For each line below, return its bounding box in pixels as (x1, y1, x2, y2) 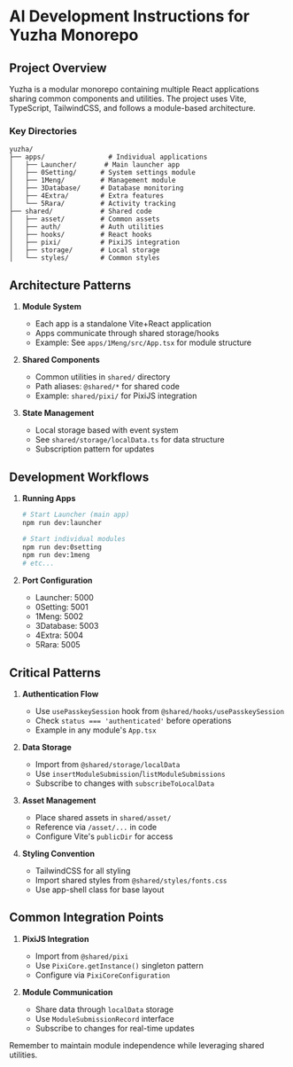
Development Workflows (9, 469, 150, 484)
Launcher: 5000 (35, 592, 95, 603)
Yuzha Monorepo (9, 25, 139, 45)
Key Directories (9, 124, 78, 137)
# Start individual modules (21, 534, 126, 543)
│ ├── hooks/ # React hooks (9, 231, 152, 239)
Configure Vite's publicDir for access (35, 831, 173, 842)
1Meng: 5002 (35, 611, 84, 622)
